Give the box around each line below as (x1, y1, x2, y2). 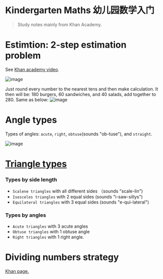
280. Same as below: (5, 97, 49, 103)
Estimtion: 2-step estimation (5, 39, 127, 51)
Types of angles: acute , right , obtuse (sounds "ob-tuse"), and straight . (5, 131, 152, 137)
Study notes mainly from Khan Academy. (17, 21, 102, 28)
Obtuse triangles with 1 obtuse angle (12, 228, 90, 234)
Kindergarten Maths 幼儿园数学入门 (5, 5, 154, 16)
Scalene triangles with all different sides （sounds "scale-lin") (12, 188, 143, 194)
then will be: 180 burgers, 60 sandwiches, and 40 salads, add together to (5, 91, 156, 97)
